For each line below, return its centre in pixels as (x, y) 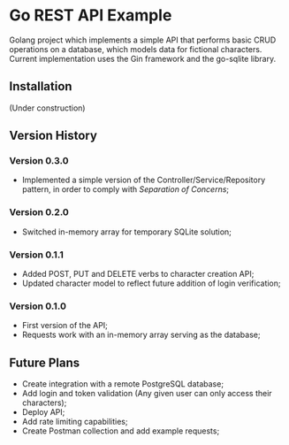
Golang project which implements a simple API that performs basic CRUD (143, 40)
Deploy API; (43, 412)
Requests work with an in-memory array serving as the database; (141, 335)
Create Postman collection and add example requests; (121, 431)
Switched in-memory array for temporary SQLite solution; (127, 232)
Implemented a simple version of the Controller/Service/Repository (144, 180)
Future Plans (45, 362)
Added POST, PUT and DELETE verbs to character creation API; (138, 274)
